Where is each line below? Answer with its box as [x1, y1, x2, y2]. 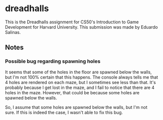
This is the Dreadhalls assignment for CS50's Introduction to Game [5, 19, 139, 25]
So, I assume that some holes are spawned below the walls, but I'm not [5, 104, 147, 110]
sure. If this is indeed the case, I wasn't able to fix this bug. [5, 109, 123, 115]
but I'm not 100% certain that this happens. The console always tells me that [5, 74, 158, 80]
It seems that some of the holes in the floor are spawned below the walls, [5, 69, 152, 75]
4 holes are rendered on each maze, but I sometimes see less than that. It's [5, 79, 156, 85]
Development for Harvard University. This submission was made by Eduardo [5, 24, 158, 30]
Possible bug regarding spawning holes [5, 58, 101, 65]
